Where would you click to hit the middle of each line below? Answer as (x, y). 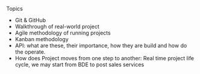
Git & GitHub (30, 20)
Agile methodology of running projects (63, 33)
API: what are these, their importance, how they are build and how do (101, 45)
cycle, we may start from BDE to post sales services (80, 64)
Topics (14, 9)
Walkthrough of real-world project (57, 27)
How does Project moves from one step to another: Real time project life (105, 58)
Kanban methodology (42, 39)
